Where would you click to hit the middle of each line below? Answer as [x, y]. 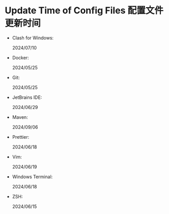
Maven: [20, 117]
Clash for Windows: [33, 38]
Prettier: [20, 137]
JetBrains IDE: [27, 97]
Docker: [20, 57]
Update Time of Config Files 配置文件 [84, 10]
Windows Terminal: [32, 177]
